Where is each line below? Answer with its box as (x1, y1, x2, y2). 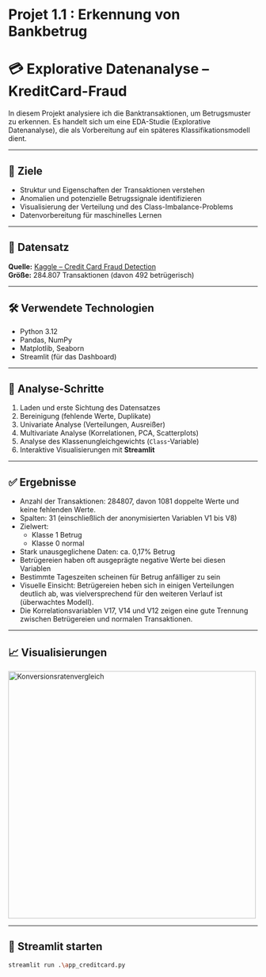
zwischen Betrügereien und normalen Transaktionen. (19, 614, 193, 624)
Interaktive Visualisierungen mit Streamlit (19, 445, 155, 454)
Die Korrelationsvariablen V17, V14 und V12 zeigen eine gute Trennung (19, 606, 249, 615)
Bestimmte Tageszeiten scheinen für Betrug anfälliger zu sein (19, 572, 221, 582)
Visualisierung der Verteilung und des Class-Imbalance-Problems (19, 202, 234, 211)
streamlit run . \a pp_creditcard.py (8, 960, 126, 969)
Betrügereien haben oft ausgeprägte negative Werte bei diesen (19, 556, 226, 565)
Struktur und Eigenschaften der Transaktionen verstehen (19, 184, 205, 195)
